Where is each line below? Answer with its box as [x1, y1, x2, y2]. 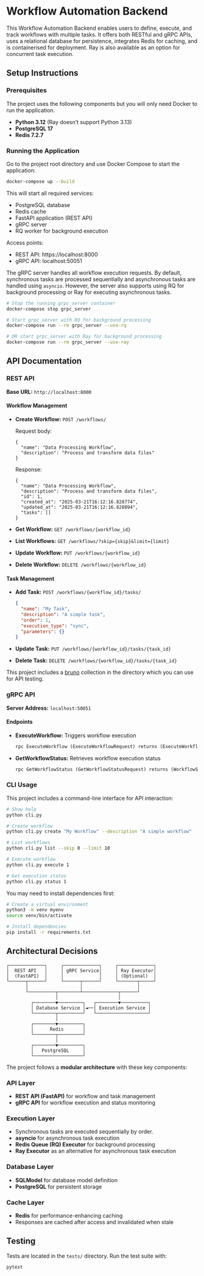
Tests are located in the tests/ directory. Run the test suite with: [6, 1252, 167, 1260]
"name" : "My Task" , [21, 606, 71, 612]
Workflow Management [6, 402, 68, 409]
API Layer [6, 1079, 35, 1087]
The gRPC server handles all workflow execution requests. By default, [6, 269, 182, 276]
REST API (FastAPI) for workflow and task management [15, 1093, 155, 1100]
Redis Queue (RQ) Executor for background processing [15, 1141, 155, 1148]
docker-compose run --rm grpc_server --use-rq [6, 323, 127, 329]
